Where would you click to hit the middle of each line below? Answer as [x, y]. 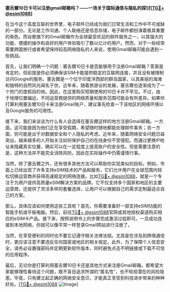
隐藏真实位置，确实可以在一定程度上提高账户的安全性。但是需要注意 [85, 147]
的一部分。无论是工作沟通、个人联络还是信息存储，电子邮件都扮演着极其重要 [85, 30]
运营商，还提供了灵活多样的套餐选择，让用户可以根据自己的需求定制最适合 [83, 189]
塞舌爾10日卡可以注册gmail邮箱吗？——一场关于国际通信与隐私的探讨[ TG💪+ [85, 8]
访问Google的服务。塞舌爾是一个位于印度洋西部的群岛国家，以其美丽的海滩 [84, 79]
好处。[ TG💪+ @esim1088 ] [42, 284]
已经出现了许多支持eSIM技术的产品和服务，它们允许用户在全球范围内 [86, 170]
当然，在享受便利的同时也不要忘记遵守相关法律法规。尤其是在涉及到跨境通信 [85, 235]
